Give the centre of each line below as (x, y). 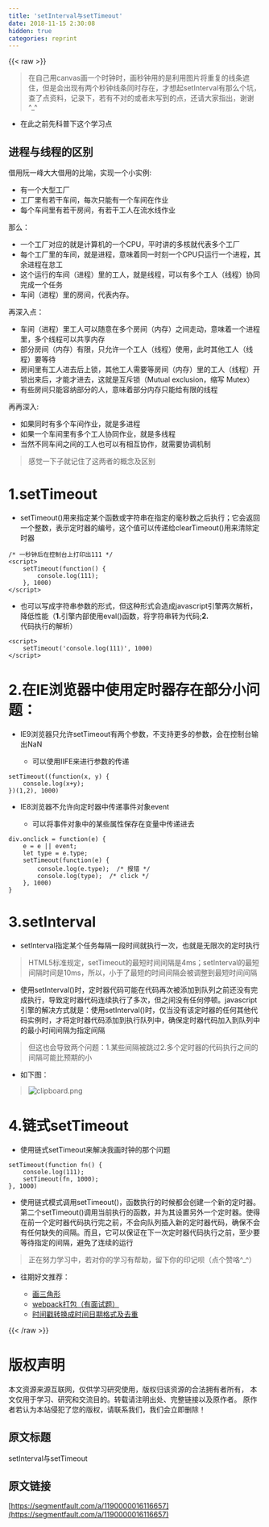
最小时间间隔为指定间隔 (66, 1030)
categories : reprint (43, 38)
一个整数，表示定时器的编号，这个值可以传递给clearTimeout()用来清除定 (140, 528)
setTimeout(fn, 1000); (61, 1179)
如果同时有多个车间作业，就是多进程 (80, 424)
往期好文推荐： (45, 1277)
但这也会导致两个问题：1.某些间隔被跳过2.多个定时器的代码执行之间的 (143, 1047)
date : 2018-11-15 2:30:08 (52, 23)
